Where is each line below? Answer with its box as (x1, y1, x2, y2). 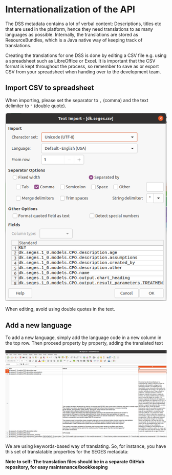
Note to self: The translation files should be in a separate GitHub (5, 458, 145, 465)
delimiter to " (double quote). (5, 103, 67, 109)
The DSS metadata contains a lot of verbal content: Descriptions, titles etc (5, 21, 162, 27)
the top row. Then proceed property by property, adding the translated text (5, 340, 163, 346)
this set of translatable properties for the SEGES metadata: (5, 448, 129, 454)
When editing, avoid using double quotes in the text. (5, 306, 115, 312)
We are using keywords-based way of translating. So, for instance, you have (5, 443, 166, 449)
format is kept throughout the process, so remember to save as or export (5, 63, 159, 69)
